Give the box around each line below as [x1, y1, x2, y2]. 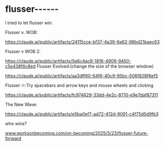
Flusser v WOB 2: [5, 48, 41, 54]
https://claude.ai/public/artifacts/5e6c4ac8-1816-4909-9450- [5, 58, 131, 64]
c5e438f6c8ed [5, 63, 36, 69]
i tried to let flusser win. [5, 20, 53, 26]
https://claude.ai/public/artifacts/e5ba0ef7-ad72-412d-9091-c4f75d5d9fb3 [5, 111, 159, 117]
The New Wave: [5, 101, 38, 107]
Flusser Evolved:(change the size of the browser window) [37, 63, 154, 69]
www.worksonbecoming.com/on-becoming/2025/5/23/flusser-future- [5, 130, 149, 136]
